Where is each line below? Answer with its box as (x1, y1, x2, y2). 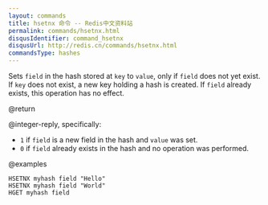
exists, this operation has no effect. (8, 88, 124, 97)
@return (8, 104, 36, 113)
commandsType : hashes (8, 49, 81, 57)
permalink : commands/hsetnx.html (8, 27, 120, 35)
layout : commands (8, 11, 67, 20)
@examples (8, 159, 47, 169)
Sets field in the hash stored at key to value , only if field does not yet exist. (8, 72, 261, 80)
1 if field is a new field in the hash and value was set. (19, 135, 198, 145)
